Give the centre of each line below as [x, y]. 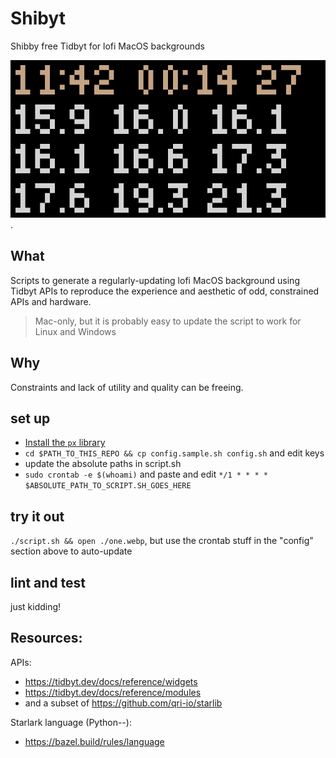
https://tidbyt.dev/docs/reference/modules [113, 692]
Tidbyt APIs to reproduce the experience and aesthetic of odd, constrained [165, 291]
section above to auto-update [71, 551]
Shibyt [38, 18]
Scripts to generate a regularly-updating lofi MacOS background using [155, 280]
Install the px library [65, 443]
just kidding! [36, 606]
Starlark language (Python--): [71, 722]
